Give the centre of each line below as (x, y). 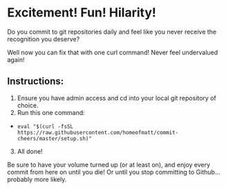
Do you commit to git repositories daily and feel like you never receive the (112, 32)
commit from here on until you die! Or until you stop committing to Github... (114, 172)
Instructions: (36, 82)
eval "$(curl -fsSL (45, 126)
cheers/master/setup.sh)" (54, 138)
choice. (28, 105)
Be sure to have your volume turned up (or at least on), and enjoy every (109, 165)
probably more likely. (37, 179)
